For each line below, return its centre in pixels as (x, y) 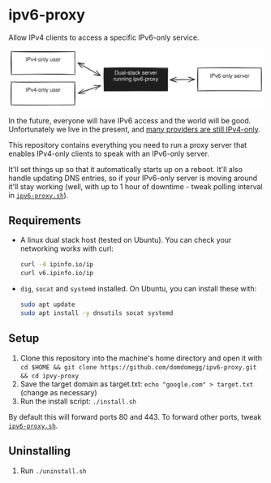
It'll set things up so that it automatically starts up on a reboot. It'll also (126, 169)
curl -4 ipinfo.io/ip (57, 265)
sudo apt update (47, 305)
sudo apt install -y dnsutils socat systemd (97, 313)
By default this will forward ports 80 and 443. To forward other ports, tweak (135, 416)
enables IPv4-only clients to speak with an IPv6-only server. (109, 153)
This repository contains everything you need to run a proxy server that (128, 144)
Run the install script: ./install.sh (78, 401)
